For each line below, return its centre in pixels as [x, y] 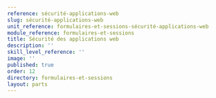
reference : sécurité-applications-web [63, 13]
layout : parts [28, 84]
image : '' [21, 59]
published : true [30, 65]
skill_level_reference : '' [46, 52]
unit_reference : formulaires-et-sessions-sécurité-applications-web [108, 26]
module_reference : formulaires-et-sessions [71, 33]
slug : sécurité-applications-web [55, 20]
